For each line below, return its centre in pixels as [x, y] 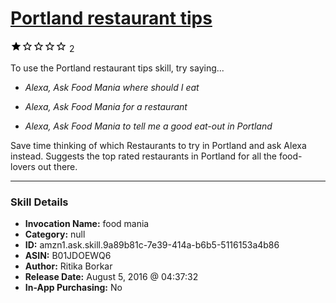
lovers [23, 166]
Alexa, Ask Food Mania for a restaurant [106, 106]
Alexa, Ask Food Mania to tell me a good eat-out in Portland [148, 126]
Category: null [55, 234]
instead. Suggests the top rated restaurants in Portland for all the [143, 156]
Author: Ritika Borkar [68, 266]
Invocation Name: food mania [87, 224]
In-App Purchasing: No [73, 288]
